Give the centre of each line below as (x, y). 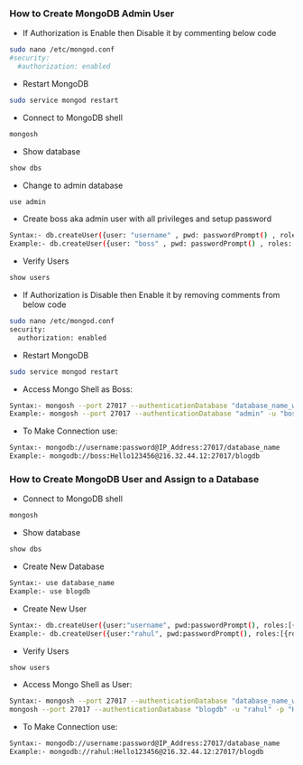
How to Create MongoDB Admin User (92, 14)
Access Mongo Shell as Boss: (78, 389)
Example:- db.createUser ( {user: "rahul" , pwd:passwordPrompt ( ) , (131, 634)
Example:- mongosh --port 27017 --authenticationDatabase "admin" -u (143, 414)
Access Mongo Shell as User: (77, 685)
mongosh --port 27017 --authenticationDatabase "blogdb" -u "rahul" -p (147, 710)
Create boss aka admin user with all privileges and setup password (147, 219)
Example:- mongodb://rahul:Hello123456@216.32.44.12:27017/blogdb (137, 752)
